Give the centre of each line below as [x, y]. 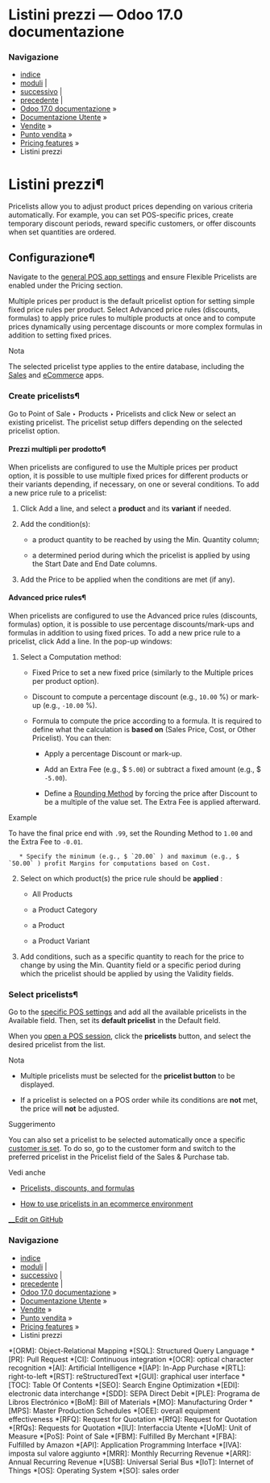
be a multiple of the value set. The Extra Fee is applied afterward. [152, 802]
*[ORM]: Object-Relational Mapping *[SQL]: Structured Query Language [129, 1350]
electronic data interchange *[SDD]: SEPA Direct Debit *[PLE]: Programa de [134, 1393]
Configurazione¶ [52, 257]
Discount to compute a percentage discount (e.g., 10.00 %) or [135, 696]
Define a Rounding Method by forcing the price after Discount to [151, 793]
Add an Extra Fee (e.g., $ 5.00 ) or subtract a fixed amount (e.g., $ [153, 769]
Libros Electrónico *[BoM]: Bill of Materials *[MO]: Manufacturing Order [128, 1402]
